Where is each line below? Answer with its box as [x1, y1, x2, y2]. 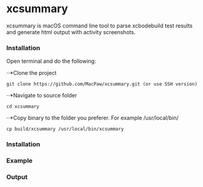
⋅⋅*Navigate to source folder [6, 92, 77, 99]
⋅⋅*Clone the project [6, 69, 57, 77]
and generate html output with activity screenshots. [6, 28, 136, 35]
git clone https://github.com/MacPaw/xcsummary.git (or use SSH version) [6, 81, 198, 87]
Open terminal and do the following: [6, 57, 96, 65]
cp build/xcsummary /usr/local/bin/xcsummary [6, 126, 124, 132]
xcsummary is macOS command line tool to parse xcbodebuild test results [6, 22, 193, 29]
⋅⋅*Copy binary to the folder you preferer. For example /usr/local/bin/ [6, 115, 179, 122]
